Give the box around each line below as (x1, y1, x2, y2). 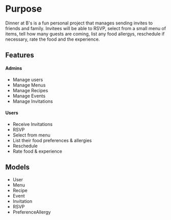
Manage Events (12, 93, 46, 99)
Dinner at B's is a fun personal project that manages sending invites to (5, 20, 153, 26)
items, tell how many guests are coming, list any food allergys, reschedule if (5, 31, 165, 37)
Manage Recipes (12, 87, 48, 93)
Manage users (12, 76, 43, 82)
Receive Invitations (12, 121, 53, 127)
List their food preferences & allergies (12, 137, 92, 143)
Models (5, 163, 30, 172)
